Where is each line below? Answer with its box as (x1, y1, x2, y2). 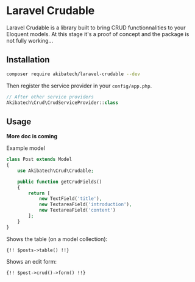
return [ (28, 190, 51, 196)
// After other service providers (6, 94, 94, 100)
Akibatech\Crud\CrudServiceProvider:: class (6, 99, 119, 106)
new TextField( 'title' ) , (38, 196, 102, 202)
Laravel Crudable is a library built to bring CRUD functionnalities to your (6, 24, 186, 31)
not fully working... (6, 37, 54, 44)
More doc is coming (6, 133, 58, 140)
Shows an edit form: (6, 258, 57, 265)
